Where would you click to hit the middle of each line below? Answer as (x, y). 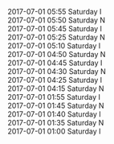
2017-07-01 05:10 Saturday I (54, 46)
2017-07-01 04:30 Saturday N (57, 71)
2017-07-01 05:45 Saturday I (55, 29)
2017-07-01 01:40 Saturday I (54, 114)
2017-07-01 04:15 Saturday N (56, 88)
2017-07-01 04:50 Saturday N (57, 54)
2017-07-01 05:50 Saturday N (57, 20)
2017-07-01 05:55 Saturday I (55, 12)
